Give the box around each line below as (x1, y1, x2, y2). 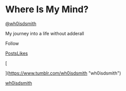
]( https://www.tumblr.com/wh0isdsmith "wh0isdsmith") (5, 70, 121, 76)
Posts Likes (5, 50, 28, 56)
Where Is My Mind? (5, 4, 89, 15)
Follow (5, 40, 19, 47)
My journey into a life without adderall (5, 30, 84, 36)
